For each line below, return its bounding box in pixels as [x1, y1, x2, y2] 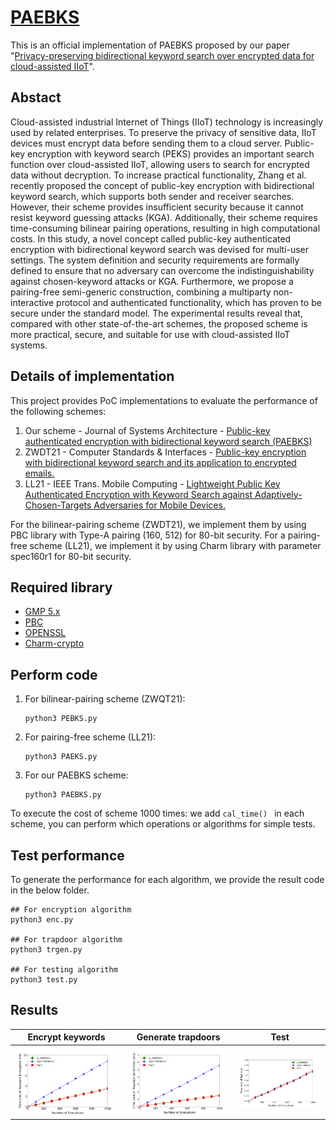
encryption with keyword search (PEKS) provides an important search [27, 147, 315, 160]
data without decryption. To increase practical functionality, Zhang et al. [10, 169, 307, 181]
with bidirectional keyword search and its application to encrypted [24, 456, 297, 468]
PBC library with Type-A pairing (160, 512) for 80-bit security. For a [10, 529, 286, 541]
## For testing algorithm [10, 965, 118, 975]
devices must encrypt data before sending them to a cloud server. [10, 137, 283, 149]
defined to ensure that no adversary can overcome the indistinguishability [10, 264, 315, 276]
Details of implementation [10, 368, 175, 385]
